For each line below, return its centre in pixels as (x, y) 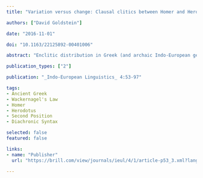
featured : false (27, 138)
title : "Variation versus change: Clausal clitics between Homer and (96, 12)
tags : (13, 88)
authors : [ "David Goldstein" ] (44, 23)
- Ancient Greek (27, 94)
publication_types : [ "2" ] (39, 66)
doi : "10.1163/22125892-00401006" (50, 45)
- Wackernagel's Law (32, 99)
